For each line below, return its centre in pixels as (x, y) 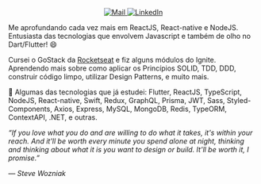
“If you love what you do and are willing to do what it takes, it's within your (130, 132)
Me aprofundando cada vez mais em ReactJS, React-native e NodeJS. (123, 27)
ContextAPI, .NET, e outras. (53, 117)
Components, (31, 109)
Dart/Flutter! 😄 (33, 44)
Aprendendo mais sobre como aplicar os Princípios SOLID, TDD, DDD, (122, 68)
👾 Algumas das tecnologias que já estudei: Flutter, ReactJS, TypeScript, (125, 92)
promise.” (24, 158)
